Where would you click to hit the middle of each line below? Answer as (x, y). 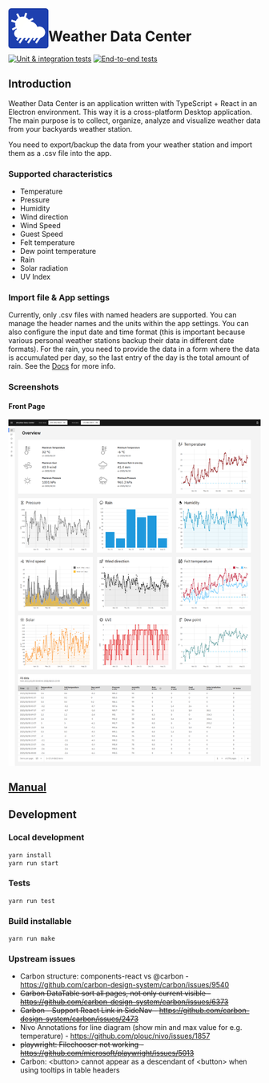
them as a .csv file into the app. (60, 153)
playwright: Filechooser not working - (82, 1044)
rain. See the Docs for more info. (62, 366)
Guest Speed (42, 234)
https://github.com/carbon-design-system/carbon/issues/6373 (124, 1002)
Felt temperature (47, 243)
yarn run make (32, 939)
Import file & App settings (59, 297)
